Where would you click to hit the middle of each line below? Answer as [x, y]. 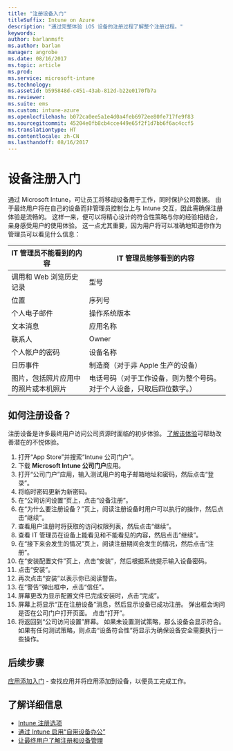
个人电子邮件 [32, 313]
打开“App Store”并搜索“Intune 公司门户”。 [77, 457]
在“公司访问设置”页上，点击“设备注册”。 [75, 500]
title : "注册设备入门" [37, 14]
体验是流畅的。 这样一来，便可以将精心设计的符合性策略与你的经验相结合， [115, 217]
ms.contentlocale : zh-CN [44, 136]
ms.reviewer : [27, 98]
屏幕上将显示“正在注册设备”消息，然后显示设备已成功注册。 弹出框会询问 [121, 604]
